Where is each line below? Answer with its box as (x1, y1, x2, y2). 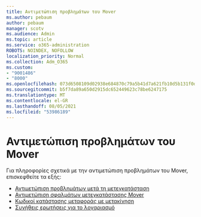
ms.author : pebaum (6, 14, 52, 20)
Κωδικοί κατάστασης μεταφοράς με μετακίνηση (14, 198, 135, 205)
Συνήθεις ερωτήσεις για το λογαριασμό (14, 204, 115, 211)
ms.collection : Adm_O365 (6, 59, 68, 65)
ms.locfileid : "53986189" (6, 109, 71, 115)
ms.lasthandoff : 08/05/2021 (6, 103, 77, 109)
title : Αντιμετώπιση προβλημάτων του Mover (6, 8, 117, 15)
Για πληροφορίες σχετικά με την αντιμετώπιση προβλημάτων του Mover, (6, 167, 188, 174)
